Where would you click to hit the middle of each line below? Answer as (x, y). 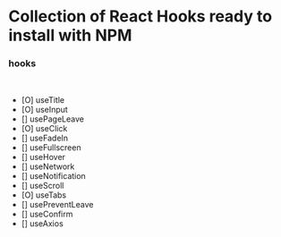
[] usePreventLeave (57, 205)
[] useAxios (42, 224)
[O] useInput (44, 110)
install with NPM (70, 35)
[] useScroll (43, 186)
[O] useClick (44, 129)
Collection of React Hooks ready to (140, 17)
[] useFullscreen (51, 148)
